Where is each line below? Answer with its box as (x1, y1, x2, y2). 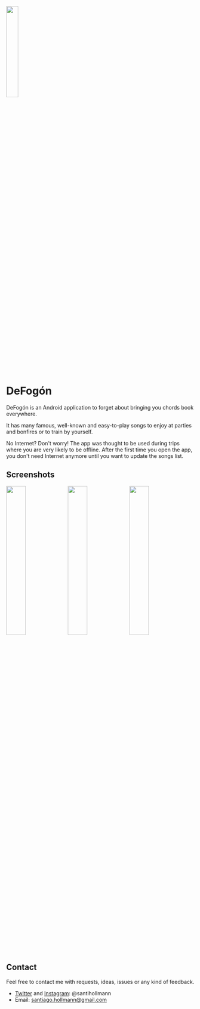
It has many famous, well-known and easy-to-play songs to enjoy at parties (6, 422, 192, 429)
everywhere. (6, 410, 38, 417)
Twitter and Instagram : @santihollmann (14, 989, 112, 996)
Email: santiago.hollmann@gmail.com (14, 996, 107, 1003)
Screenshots (6, 470, 55, 480)
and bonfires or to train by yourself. (6, 428, 93, 435)
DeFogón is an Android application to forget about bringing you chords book (6, 404, 194, 411)
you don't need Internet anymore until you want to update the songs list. (6, 452, 184, 459)
